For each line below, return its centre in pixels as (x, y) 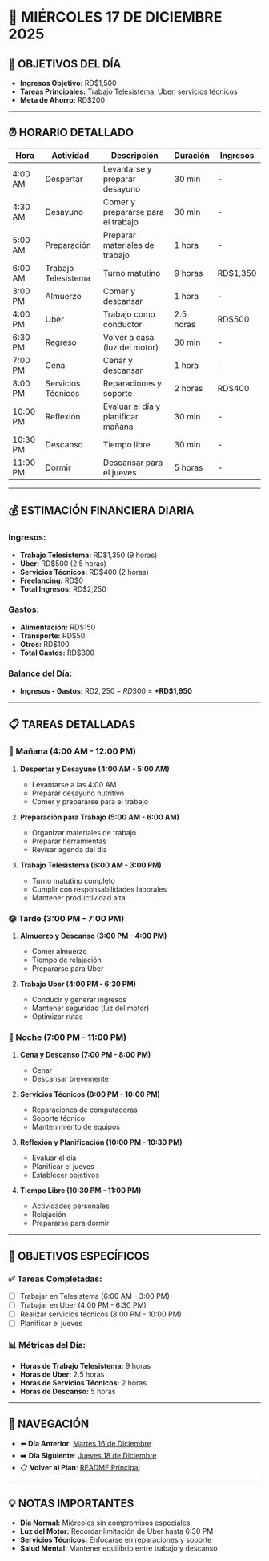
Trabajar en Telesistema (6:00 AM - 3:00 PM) (95, 1296)
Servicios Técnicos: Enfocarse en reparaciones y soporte (116, 1540)
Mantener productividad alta (78, 897)
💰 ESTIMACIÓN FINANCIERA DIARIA (101, 510)
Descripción (134, 155)
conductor (122, 324)
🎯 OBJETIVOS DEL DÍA (65, 64)
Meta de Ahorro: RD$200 (62, 100)
